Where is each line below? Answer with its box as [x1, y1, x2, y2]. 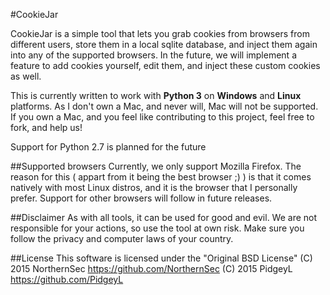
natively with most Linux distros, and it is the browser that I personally [10, 182, 298, 193]
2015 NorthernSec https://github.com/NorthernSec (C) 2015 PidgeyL [10, 263, 293, 274]
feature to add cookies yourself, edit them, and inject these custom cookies [10, 60, 321, 71]
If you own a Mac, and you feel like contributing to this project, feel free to [10, 111, 315, 123]
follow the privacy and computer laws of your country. [10, 233, 234, 244]
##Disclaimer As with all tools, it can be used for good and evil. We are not [10, 212, 318, 223]
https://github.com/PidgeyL [10, 274, 124, 285]
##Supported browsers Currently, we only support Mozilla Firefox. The [10, 160, 302, 172]
